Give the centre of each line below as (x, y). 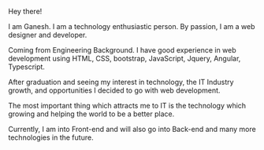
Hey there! (25, 11)
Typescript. (27, 67)
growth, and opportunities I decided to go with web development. (114, 90)
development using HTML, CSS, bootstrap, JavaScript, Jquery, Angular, (125, 59)
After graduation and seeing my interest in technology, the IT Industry (121, 82)
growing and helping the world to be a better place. (91, 114)
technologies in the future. (51, 137)
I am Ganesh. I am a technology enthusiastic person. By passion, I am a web (132, 26)
